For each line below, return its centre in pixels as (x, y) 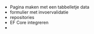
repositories (22, 17)
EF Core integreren (29, 22)
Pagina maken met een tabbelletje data (49, 7)
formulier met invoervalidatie (39, 12)
